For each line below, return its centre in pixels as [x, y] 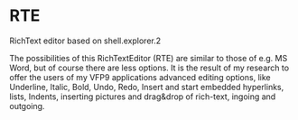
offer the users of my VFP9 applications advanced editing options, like [140, 77]
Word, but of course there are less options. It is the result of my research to [149, 68]
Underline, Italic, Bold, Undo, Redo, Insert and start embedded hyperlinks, [147, 87]
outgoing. [27, 106]
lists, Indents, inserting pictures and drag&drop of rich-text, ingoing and [143, 97]
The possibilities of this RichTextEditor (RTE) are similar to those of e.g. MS [149, 58]
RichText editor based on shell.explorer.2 [85, 41]
